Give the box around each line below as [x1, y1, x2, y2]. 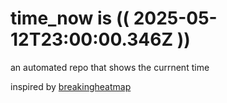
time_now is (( [10, 7, 130, 30]
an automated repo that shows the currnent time [10, 61, 210, 73]
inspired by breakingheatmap [10, 80, 132, 92]
